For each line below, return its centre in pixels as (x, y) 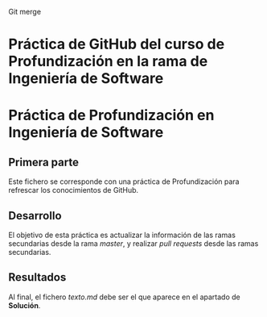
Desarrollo (35, 216)
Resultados (37, 277)
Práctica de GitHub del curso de (117, 44)
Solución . (25, 305)
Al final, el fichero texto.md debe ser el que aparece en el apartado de (125, 297)
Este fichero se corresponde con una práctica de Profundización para (124, 181)
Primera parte (43, 162)
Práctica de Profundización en (111, 115)
